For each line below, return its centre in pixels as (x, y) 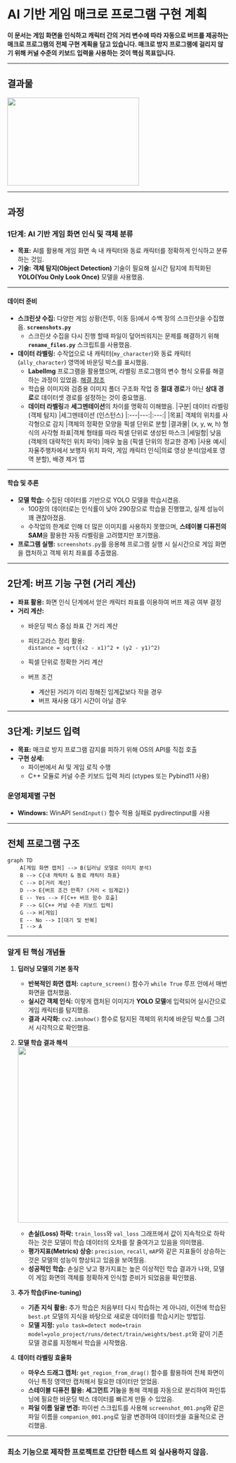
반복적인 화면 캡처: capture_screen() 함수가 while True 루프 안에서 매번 (127, 984)
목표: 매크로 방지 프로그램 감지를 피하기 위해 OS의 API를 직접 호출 (107, 750)
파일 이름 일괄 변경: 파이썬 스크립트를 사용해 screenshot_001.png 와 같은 (126, 1407)
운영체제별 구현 (32, 796)
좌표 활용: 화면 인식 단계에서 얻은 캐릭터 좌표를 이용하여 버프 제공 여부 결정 (119, 602)
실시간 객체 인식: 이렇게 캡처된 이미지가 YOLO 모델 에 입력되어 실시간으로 (127, 1001)
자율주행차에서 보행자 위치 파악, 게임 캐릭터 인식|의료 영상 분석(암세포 (123, 450)
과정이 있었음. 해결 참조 (73, 379)
